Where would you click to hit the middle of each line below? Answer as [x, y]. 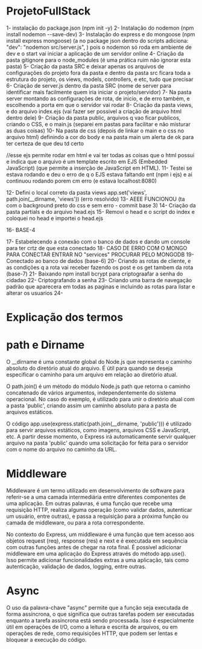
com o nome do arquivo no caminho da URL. [62, 450]
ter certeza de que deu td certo [45, 143]
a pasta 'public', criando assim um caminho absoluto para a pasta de [91, 405]
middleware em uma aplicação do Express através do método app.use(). [96, 554]
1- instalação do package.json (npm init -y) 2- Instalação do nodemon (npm [100, 28]
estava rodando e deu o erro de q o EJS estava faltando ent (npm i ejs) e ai [99, 174]
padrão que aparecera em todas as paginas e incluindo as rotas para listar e [101, 286]
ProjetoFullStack [49, 11]
